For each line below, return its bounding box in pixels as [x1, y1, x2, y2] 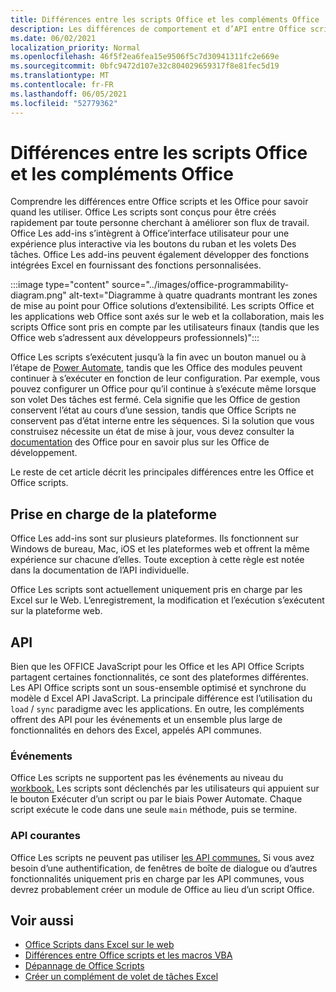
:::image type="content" [10, 279, 110, 291]
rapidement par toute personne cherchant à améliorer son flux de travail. [10, 217, 310, 229]
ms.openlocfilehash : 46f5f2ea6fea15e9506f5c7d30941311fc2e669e [10, 52, 280, 62]
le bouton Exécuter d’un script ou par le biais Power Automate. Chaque [10, 793, 303, 805]
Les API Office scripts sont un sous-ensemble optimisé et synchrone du [10, 682, 307, 694]
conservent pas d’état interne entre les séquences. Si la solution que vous [10, 415, 315, 427]
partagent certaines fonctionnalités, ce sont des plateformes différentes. [10, 671, 309, 683]
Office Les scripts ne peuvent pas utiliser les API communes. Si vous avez [10, 851, 315, 863]
